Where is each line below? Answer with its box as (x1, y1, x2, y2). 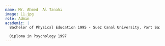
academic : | (5, 20, 29, 26)
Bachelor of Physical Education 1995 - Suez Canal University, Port (9, 25, 153, 30)
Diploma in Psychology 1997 (9, 34, 67, 39)
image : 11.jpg (5, 12, 34, 16)
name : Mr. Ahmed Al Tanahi (5, 7, 63, 12)
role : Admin (5, 16, 29, 21)
